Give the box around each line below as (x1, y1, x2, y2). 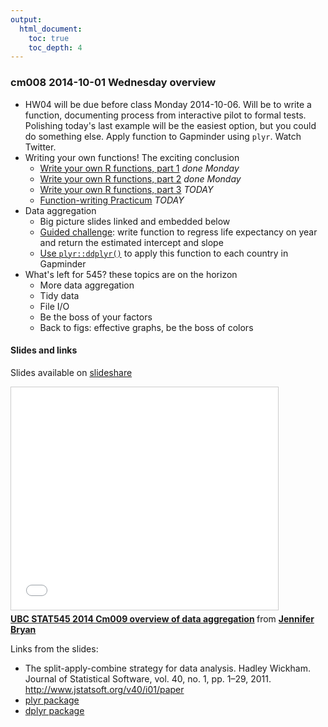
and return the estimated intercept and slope (39, 236, 224, 248)
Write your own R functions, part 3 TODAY (39, 183, 214, 195)
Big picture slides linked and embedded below (39, 215, 231, 227)
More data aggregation (39, 279, 135, 291)
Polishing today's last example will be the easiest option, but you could (24, 119, 317, 131)
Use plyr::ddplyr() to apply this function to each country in (39, 247, 289, 259)
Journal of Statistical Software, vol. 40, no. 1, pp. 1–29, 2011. (24, 672, 272, 685)
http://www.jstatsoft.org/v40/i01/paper (24, 683, 185, 695)
